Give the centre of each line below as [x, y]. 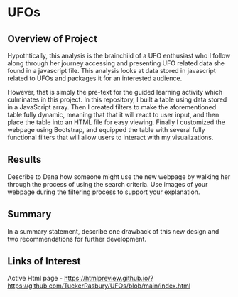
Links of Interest [44, 261]
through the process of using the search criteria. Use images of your [108, 184]
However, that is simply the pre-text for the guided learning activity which [115, 92]
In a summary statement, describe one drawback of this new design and [113, 231]
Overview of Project [53, 39]
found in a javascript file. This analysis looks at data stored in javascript [112, 71]
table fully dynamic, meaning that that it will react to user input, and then [113, 115]
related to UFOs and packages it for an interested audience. [95, 78]
